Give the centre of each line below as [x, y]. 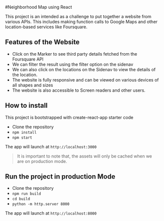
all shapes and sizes [33, 85]
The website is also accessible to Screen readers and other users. [79, 90]
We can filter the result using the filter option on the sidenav [73, 64]
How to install [26, 106]
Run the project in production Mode [60, 177]
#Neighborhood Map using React [39, 7]
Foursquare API [28, 59]
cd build [21, 199]
